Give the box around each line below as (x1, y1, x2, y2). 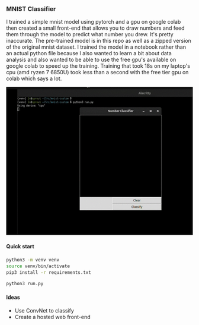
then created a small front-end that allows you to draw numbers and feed (6, 24, 185, 31)
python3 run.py (6, 281, 44, 287)
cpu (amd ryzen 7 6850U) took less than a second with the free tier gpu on (6, 69, 189, 76)
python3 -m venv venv (6, 257, 60, 263)
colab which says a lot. (6, 75, 62, 82)
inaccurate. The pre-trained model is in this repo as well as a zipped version (6, 37, 191, 45)
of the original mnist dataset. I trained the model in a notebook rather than (6, 43, 187, 51)
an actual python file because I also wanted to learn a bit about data (6, 50, 172, 57)
